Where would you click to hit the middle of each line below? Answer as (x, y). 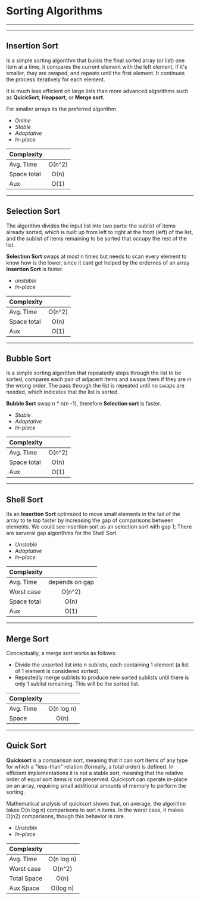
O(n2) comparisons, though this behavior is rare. (66, 816)
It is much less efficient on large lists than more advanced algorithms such (97, 91)
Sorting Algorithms (54, 11)
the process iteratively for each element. (56, 79)
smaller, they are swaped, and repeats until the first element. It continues (96, 73)
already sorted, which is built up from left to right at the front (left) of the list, (100, 232)
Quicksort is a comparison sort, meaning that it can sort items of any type (97, 760)
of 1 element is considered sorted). (57, 671)
